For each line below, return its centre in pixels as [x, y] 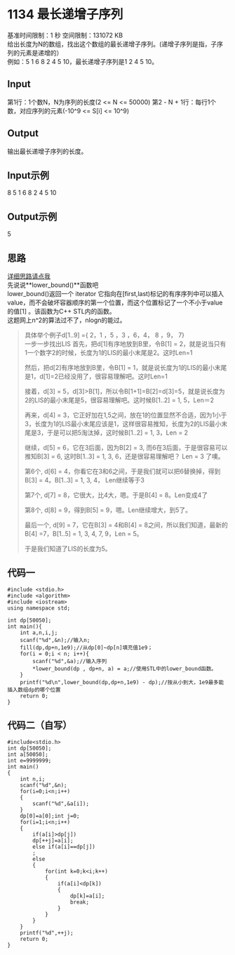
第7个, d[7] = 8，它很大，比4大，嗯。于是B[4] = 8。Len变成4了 [116, 495]
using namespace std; [39, 608]
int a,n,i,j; [39, 633]
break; [80, 902]
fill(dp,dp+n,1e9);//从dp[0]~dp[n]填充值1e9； [86, 648]
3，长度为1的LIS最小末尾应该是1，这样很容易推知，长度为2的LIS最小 [123, 424]
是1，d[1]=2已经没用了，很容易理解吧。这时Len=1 [96, 376]
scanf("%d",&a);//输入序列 [70, 661]
